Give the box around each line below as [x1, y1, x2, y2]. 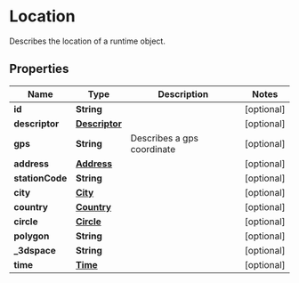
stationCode [13, 172, 68, 184]
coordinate [130, 142, 176, 155]
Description [158, 87, 209, 100]
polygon [13, 230, 50, 242]
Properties [9, 61, 69, 77]
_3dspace [13, 244, 56, 256]
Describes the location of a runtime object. [9, 36, 166, 46]
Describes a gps [130, 132, 198, 144]
